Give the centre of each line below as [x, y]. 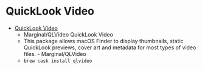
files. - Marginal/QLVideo [55, 54]
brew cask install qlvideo [58, 61]
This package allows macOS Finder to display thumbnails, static [103, 41]
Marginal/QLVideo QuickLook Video [68, 34]
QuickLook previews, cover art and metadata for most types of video [110, 47]
